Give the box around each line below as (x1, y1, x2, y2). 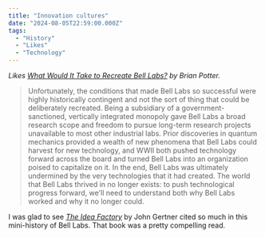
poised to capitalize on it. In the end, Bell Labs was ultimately (27, 163, 229, 172)
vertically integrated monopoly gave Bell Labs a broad (68, 112, 246, 121)
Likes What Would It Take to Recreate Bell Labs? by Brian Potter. (8, 71, 221, 80)
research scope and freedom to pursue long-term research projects (27, 121, 251, 129)
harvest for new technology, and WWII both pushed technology (27, 145, 237, 155)
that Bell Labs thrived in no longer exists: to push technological (27, 180, 235, 188)
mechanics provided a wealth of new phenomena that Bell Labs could (27, 137, 257, 146)
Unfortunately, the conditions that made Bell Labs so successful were (27, 86, 257, 96)
